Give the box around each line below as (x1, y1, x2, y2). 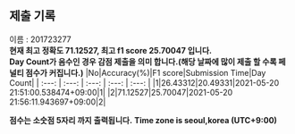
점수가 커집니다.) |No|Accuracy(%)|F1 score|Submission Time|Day (25, 67, 266, 78)
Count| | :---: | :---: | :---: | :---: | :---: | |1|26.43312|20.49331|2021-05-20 (9, 77, 280, 88)
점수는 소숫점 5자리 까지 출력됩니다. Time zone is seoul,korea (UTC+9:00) (9, 114, 277, 125)
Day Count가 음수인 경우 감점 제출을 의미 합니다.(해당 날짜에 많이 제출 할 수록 (9, 56, 277, 67)
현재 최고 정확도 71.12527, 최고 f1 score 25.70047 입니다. (9, 45, 213, 55)
